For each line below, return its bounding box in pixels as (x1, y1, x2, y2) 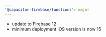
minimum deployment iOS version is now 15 (11, 26, 102, 32)
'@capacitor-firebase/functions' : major (4, 7, 90, 12)
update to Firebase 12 (11, 21, 57, 27)
